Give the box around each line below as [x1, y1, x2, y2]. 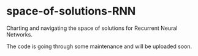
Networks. [6, 30, 32, 38]
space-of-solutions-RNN [6, 4, 136, 18]
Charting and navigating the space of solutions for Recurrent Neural [6, 24, 178, 32]
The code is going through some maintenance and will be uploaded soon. [6, 43, 192, 50]
